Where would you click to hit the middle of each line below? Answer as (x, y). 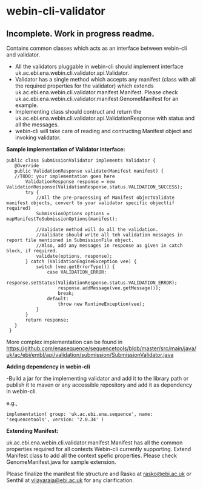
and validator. (23, 55)
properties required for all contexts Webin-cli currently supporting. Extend (99, 449)
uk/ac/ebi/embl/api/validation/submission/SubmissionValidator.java (90, 355)
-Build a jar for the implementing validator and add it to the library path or (98, 378)
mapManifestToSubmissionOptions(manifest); (62, 219)
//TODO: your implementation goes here (65, 176)
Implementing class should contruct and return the (78, 112)
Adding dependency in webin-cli (48, 367)
